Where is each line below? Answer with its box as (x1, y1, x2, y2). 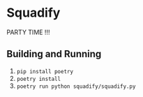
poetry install (16, 75, 61, 82)
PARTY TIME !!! (6, 28, 50, 36)
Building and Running (6, 48, 102, 60)
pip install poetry (16, 68, 74, 75)
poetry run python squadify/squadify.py (16, 82, 136, 90)
